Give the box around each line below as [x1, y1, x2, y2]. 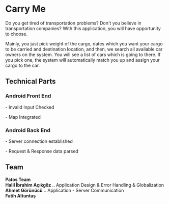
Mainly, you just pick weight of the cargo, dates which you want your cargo [5, 40, 163, 46]
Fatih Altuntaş [5, 192, 36, 199]
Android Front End [5, 92, 51, 99]
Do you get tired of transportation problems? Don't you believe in [5, 20, 142, 26]
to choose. [5, 31, 28, 37]
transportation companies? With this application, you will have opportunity [5, 25, 161, 31]
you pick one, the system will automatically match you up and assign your [5, 57, 160, 63]
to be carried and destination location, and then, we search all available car [5, 46, 163, 52]
